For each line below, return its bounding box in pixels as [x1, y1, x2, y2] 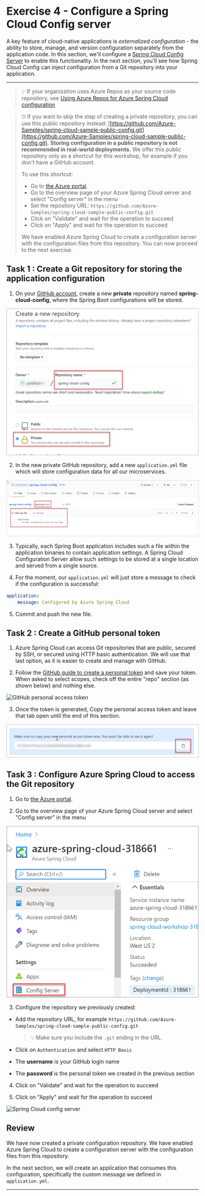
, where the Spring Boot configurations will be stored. [49, 296, 184, 303]
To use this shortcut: [21, 170, 73, 178]
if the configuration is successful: [15, 580, 99, 588]
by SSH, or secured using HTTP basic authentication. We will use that [15, 651, 190, 658]
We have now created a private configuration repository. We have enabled [6, 1139, 193, 1146]
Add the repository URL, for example [15, 1015, 108, 1022]
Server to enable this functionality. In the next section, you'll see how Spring [6, 57, 198, 64]
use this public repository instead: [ [21, 119, 110, 127]
